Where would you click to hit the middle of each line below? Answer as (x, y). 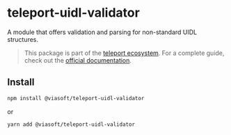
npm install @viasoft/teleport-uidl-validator (76, 98)
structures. (23, 39)
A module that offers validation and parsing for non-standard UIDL (102, 32)
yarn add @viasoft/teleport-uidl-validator (71, 124)
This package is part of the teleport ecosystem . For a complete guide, (124, 53)
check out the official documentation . (78, 60)
